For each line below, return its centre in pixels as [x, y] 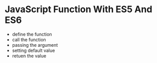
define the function [32, 34]
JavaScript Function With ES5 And [78, 9]
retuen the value [29, 56]
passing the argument [35, 45]
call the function [29, 40]
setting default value [33, 50]
